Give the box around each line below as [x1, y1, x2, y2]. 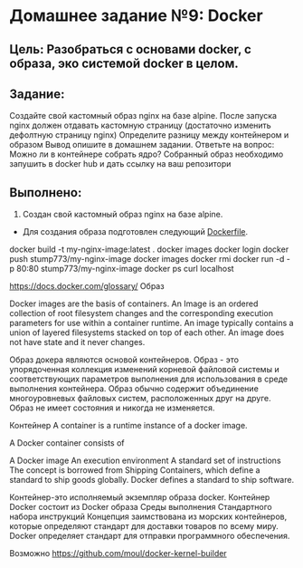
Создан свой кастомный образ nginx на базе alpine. [22, 209, 223, 220]
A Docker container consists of [9, 438, 125, 448]
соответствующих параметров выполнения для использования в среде [9, 373, 288, 385]
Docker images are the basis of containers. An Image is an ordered [9, 298, 259, 309]
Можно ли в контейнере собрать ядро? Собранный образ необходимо [9, 149, 284, 159]
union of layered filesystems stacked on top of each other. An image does [9, 327, 285, 338]
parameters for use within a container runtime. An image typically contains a [9, 318, 294, 329]
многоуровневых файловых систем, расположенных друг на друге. [9, 393, 271, 404]
